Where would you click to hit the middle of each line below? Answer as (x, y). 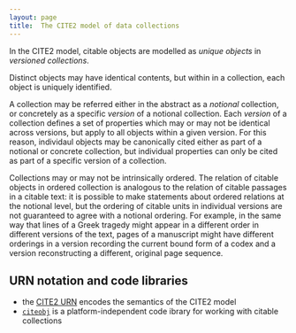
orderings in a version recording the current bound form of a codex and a (143, 244)
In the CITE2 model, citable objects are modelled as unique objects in (135, 50)
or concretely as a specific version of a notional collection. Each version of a (148, 113)
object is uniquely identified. (61, 87)
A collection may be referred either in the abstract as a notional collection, (144, 104)
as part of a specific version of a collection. (88, 160)
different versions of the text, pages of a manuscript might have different (141, 234)
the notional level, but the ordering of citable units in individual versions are (146, 205)
